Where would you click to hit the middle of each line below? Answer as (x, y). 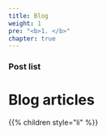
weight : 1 (25, 23)
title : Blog (28, 16)
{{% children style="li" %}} (53, 123)
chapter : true (32, 38)
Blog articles (52, 100)
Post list (25, 67)
